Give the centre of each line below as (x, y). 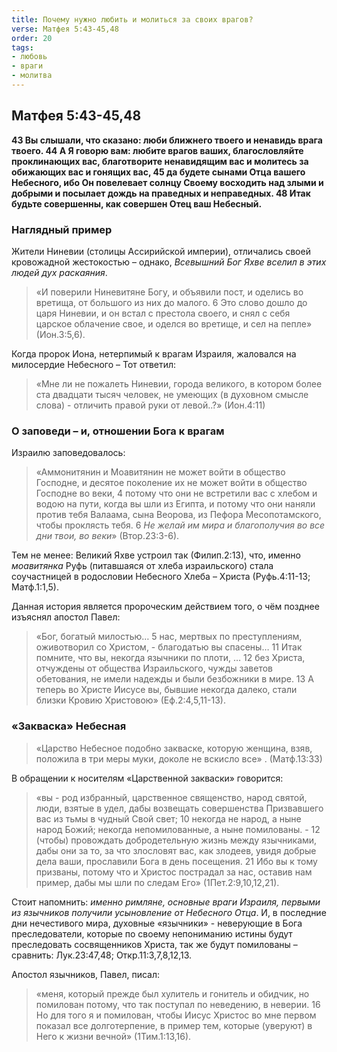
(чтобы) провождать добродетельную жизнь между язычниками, (176, 840)
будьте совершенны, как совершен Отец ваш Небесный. (137, 203)
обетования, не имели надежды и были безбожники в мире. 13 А (174, 679)
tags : (22, 47)
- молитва (32, 76)
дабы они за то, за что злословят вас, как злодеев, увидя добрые (176, 850)
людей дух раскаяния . (59, 272)
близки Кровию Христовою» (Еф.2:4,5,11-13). (130, 700)
